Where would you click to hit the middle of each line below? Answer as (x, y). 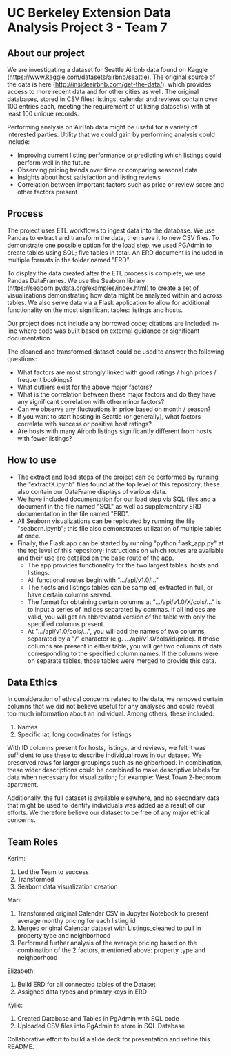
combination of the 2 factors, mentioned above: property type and (111, 950)
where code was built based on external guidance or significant (109, 331)
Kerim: (17, 859)
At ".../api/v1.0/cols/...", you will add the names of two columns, (117, 631)
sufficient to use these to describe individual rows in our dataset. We (104, 755)
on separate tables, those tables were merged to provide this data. (122, 661)
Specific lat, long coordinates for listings (74, 734)
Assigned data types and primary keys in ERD (82, 992)
